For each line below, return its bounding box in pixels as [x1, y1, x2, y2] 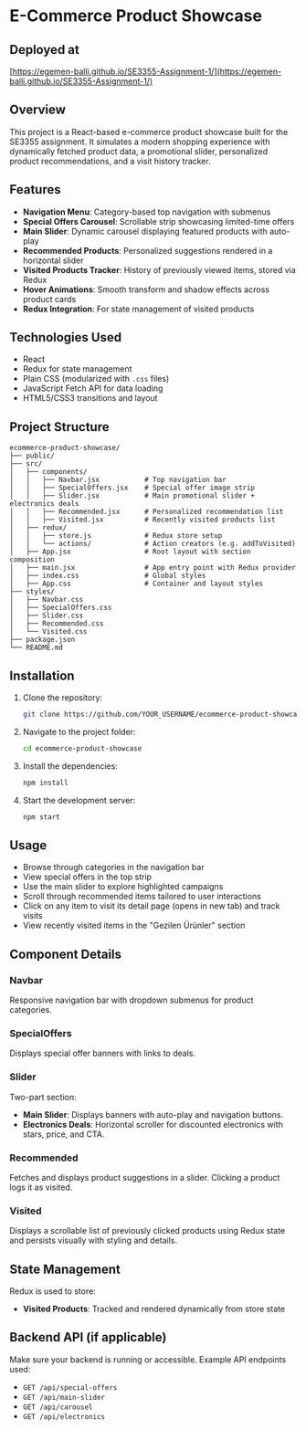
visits [22, 910, 43, 921]
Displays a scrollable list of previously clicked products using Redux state [9, 1225, 286, 1236]
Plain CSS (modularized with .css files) [22, 373, 170, 384]
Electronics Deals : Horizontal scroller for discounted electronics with [22, 1119, 283, 1130]
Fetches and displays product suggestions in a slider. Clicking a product [9, 1172, 280, 1183]
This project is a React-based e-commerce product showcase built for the [9, 126, 289, 137]
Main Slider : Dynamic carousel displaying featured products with [22, 226, 268, 237]
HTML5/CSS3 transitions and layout [22, 393, 158, 404]
